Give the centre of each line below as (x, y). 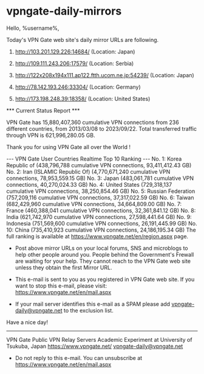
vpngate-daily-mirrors (64, 11)
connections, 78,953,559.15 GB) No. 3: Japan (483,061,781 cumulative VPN (100, 178)
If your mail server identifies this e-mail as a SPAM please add (93, 304)
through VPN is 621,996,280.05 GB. (51, 135)
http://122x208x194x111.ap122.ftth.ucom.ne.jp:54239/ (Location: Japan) (104, 75)
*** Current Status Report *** (43, 110)
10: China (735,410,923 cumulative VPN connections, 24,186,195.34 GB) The (101, 230)
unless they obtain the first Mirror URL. (63, 267)
